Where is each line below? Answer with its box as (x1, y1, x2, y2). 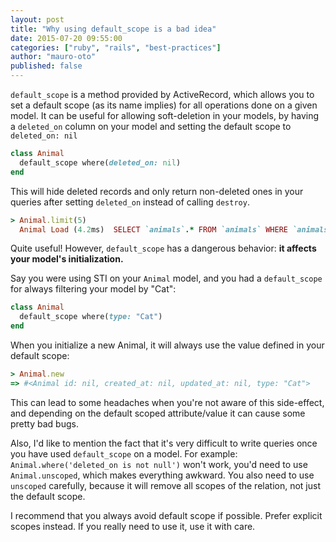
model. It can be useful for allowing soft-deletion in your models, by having (10, 110, 320, 121)
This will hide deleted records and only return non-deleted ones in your (10, 185, 304, 197)
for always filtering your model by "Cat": (10, 283, 177, 295)
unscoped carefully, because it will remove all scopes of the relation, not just (10, 479, 321, 491)
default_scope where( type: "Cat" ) (19, 312, 163, 322)
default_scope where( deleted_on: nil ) (19, 157, 182, 168)
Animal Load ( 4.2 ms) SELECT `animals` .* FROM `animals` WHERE (19, 224, 288, 235)
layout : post (10, 14, 65, 25)
